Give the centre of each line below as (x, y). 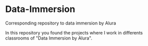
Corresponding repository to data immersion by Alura (61, 23)
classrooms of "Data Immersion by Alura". (49, 38)
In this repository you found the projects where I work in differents (74, 32)
